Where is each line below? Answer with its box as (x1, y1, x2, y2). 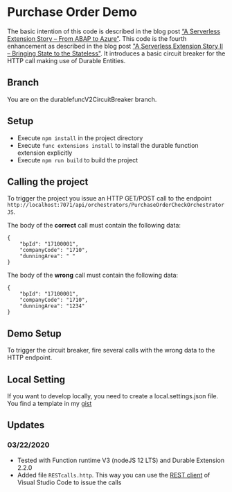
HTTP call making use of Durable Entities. (7, 56, 126, 65)
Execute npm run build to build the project (17, 155, 139, 164)
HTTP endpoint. (7, 353, 53, 362)
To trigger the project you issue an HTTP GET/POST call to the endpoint (7, 194, 212, 203)
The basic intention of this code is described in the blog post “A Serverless (7, 27, 220, 35)
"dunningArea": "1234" (19, 303, 85, 309)
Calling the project (7, 176, 89, 187)
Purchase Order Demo (7, 4, 137, 20)
